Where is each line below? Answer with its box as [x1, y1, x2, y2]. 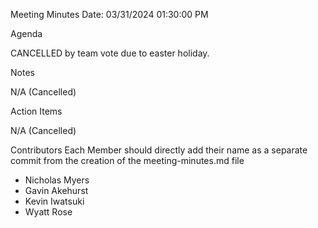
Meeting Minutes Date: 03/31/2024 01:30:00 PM [10, 9, 209, 20]
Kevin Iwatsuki [24, 195, 85, 207]
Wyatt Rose [24, 206, 73, 218]
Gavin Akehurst [24, 185, 89, 196]
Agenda [10, 28, 43, 39]
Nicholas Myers [24, 174, 90, 186]
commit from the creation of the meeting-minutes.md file [10, 155, 245, 166]
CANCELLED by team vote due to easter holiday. [10, 47, 210, 59]
